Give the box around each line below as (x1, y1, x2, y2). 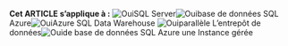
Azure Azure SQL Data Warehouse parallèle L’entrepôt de (9, 18, 261, 28)
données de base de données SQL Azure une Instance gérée (9, 27, 253, 37)
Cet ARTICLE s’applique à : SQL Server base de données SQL (9, 9, 279, 19)
